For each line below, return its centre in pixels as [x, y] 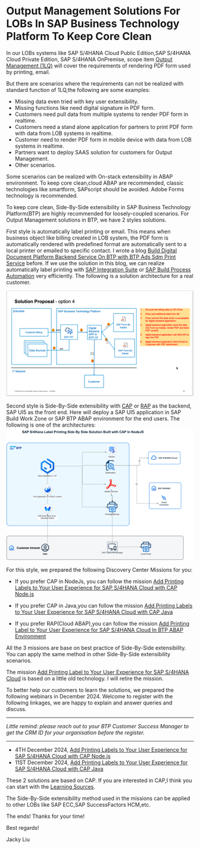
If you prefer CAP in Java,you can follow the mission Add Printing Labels [104, 605]
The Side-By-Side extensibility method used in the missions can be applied [98, 798]
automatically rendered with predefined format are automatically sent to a [96, 244]
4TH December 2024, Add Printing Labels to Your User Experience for [101, 750]
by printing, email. [28, 72]
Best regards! [23, 827]
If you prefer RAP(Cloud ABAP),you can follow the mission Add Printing [102, 623]
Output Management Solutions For [93, 11]
